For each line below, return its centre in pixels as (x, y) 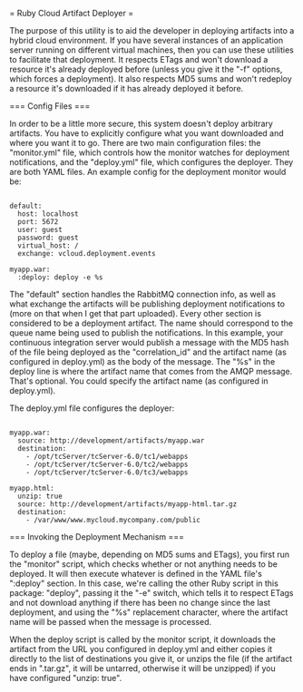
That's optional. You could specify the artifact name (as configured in (139, 381)
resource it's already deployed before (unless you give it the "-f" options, (146, 69)
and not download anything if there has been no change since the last (140, 603)
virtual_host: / (48, 246)
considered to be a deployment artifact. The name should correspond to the (151, 323)
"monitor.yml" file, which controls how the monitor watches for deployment (150, 152)
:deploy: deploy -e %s (60, 278)
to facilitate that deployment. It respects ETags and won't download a (139, 59)
